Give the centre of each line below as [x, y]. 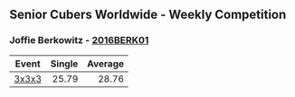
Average [106, 64]
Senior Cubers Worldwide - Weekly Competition [148, 15]
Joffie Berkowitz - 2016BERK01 [79, 40]
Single [64, 64]
